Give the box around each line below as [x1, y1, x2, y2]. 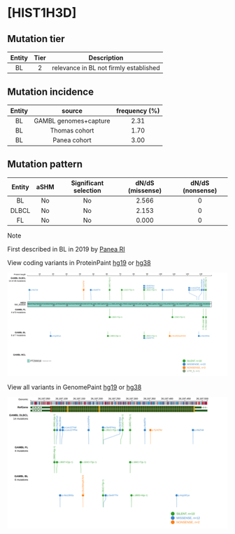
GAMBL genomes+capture [34, 116, 111, 125]
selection [73, 186, 101, 195]
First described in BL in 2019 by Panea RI [7, 245, 125, 254]
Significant [71, 179, 104, 187]
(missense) [128, 186, 162, 195]
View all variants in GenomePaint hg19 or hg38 [7, 383, 142, 391]
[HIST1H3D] [7, 5, 77, 21]
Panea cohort [52, 136, 92, 144]
